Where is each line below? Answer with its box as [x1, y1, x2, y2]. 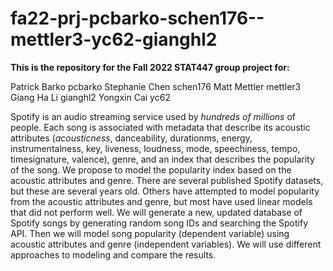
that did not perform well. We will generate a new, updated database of [10, 206, 303, 218]
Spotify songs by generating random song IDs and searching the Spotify [10, 217, 309, 229]
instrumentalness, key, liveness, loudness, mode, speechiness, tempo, [10, 142, 301, 154]
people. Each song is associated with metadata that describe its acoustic [10, 121, 311, 133]
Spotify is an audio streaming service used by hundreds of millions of [10, 110, 296, 122]
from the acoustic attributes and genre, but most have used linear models [10, 195, 313, 207]
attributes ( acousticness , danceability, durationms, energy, [10, 132, 253, 144]
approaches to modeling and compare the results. [10, 248, 217, 261]
